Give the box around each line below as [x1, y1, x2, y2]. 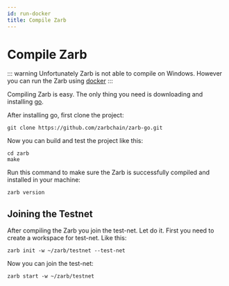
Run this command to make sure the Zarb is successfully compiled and [7, 168, 210, 177]
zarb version [7, 189, 45, 196]
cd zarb [7, 150, 30, 157]
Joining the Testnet [7, 208, 93, 219]
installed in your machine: [7, 176, 81, 184]
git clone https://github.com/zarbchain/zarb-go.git [7, 124, 163, 132]
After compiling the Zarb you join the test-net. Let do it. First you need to [7, 226, 214, 235]
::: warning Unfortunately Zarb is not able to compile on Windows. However [7, 69, 223, 78]
